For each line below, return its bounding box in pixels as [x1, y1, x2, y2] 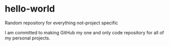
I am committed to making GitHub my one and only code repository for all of [5, 29, 164, 35]
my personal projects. [5, 35, 50, 41]
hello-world [5, 3, 55, 15]
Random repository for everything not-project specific [5, 20, 118, 26]
